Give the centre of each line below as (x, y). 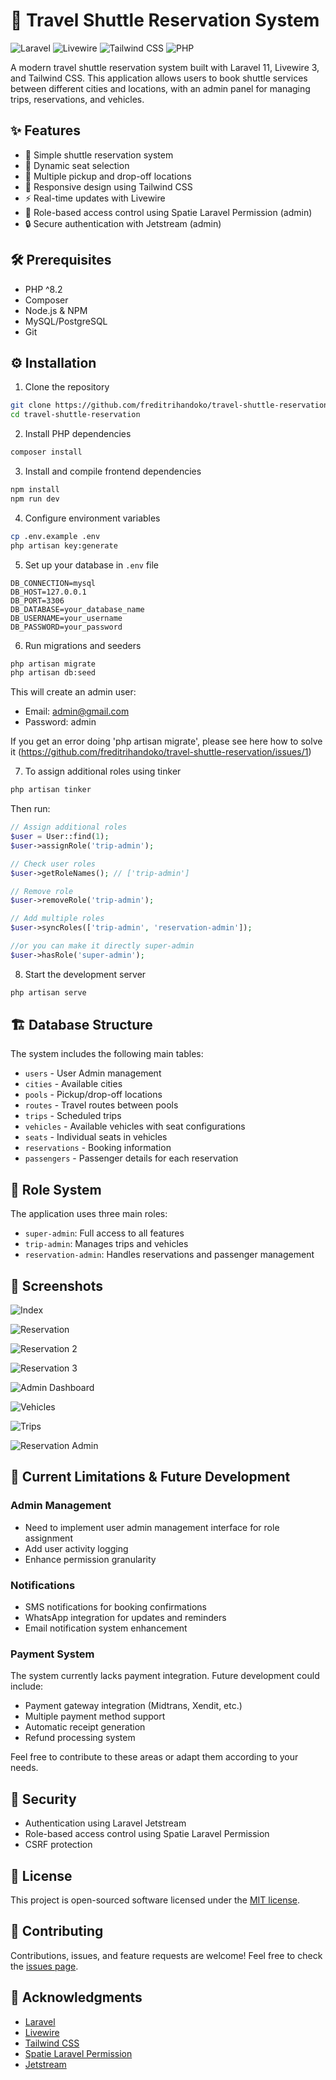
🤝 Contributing (57, 1931)
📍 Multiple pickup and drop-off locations (108, 176)
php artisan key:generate (64, 545)
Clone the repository (67, 387)
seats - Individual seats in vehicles (96, 1137)
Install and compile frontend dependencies (113, 471)
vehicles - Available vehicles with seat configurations (135, 1126)
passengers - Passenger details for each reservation (131, 1158)
